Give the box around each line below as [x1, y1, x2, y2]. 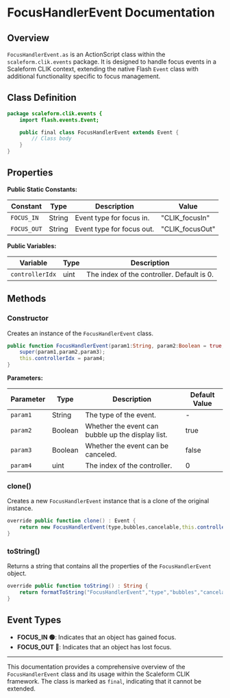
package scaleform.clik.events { [7, 110, 103, 117]
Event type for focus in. [75, 213, 150, 222]
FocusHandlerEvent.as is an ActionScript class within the [7, 50, 166, 58]
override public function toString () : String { [7, 583, 149, 590]
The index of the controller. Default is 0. [86, 269, 214, 279]
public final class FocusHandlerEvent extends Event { [19, 129, 179, 136]
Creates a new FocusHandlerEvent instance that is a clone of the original [7, 497, 209, 505]
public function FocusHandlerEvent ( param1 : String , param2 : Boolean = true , [7, 342, 225, 349]
